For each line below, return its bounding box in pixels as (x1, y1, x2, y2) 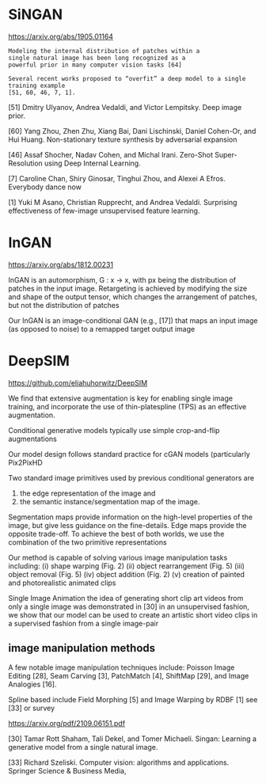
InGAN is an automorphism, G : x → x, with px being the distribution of (8, 275, 237, 284)
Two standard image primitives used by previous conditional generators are (8, 473, 255, 482)
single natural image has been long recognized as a (8, 54, 186, 62)
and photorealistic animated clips (8, 578, 116, 587)
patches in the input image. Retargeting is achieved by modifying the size (8, 283, 248, 293)
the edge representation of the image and (19, 488, 156, 498)
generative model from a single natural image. (8, 742, 158, 751)
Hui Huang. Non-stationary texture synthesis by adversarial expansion (8, 135, 237, 144)
